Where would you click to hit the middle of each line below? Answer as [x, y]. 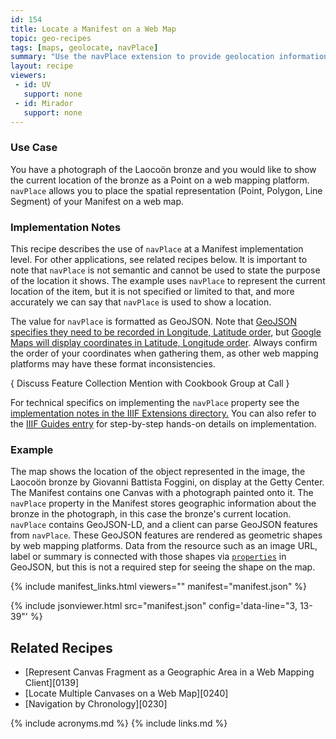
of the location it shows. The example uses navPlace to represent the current [168, 280]
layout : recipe [42, 66]
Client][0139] [51, 683]
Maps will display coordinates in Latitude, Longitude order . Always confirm [164, 342]
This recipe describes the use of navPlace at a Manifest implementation [157, 248]
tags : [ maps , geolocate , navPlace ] [84, 47]
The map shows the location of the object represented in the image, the [158, 472]
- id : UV [33, 85]
